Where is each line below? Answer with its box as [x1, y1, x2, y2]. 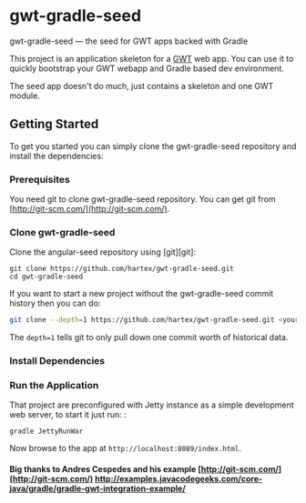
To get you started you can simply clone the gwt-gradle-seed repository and [9, 140, 297, 151]
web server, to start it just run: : [9, 409, 127, 420]
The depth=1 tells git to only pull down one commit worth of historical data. [9, 332, 289, 343]
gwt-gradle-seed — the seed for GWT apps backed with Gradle [9, 35, 249, 46]
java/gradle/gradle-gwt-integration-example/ [9, 483, 187, 494]
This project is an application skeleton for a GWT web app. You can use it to [9, 53, 294, 64]
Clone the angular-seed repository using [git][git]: [9, 246, 197, 257]
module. [9, 90, 41, 101]
